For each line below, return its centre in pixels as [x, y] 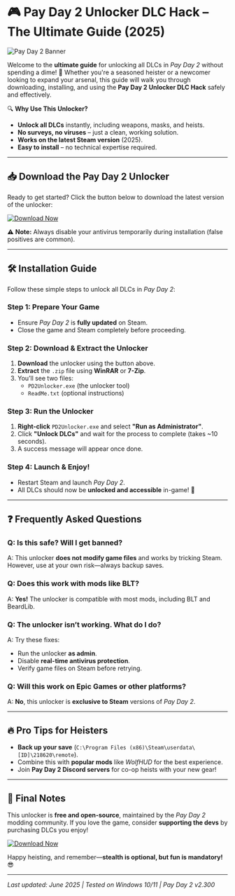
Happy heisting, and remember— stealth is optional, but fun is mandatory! [115, 857]
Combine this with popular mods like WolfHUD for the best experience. [120, 762]
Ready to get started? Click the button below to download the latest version [116, 197]
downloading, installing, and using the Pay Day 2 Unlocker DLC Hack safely [116, 87]
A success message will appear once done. [80, 449]
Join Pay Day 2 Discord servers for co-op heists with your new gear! [117, 770]
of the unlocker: [30, 204]
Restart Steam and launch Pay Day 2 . [71, 482]
